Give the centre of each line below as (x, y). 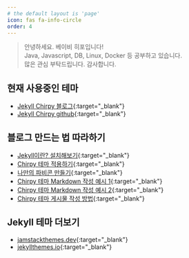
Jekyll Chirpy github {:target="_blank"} (71, 114)
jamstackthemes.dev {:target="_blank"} (72, 239)
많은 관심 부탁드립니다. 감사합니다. (70, 64)
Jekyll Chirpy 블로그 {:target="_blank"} (71, 106)
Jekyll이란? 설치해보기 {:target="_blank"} (73, 155)
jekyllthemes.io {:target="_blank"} (64, 247)
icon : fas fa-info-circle (44, 20)
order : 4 (20, 26)
